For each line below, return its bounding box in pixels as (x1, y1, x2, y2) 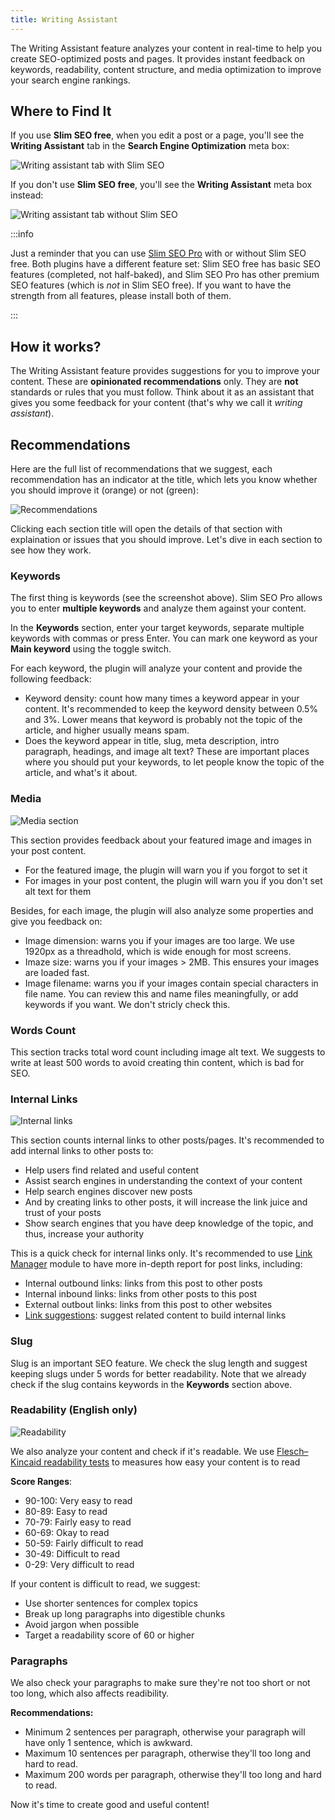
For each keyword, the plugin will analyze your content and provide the (10, 662, 303, 675)
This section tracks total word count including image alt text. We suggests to (10, 1046, 326, 1058)
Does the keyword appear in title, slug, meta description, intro (24, 735, 280, 747)
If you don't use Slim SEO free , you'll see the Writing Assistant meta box (10, 179, 313, 191)
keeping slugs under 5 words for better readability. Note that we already (10, 1367, 307, 1380)
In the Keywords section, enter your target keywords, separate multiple (10, 622, 305, 634)
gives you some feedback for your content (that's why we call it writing (10, 397, 303, 409)
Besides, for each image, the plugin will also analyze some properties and (10, 904, 314, 916)
